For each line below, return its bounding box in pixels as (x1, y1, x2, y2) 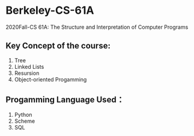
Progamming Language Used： (5, 95, 124, 105)
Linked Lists (14, 63, 44, 70)
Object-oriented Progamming (14, 75, 87, 83)
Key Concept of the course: (5, 41, 111, 51)
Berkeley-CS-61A (5, 4, 94, 17)
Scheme (14, 117, 35, 125)
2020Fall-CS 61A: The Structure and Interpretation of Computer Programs (5, 23, 189, 31)
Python (14, 111, 32, 118)
